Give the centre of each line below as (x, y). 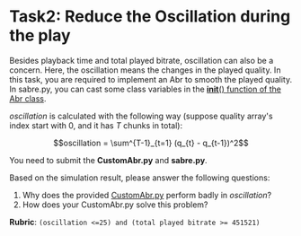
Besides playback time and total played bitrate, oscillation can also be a (142, 60)
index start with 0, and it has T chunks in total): (96, 125)
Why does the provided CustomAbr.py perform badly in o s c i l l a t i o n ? (147, 195)
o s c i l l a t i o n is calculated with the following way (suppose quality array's (141, 116)
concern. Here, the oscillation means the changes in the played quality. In (145, 70)
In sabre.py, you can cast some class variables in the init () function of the (145, 89)
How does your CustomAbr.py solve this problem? (115, 205)
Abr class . (28, 98)
